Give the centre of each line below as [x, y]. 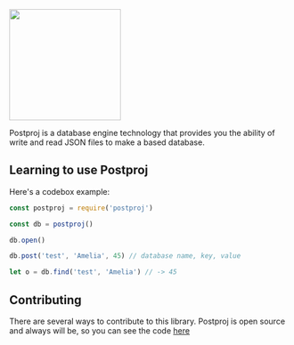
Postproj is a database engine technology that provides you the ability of [142, 133]
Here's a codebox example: [60, 191]
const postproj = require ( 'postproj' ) [81, 208]
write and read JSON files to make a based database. [107, 142]
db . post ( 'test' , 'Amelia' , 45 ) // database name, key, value [125, 256]
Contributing [45, 300]
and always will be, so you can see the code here [99, 331]
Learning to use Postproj [79, 170]
